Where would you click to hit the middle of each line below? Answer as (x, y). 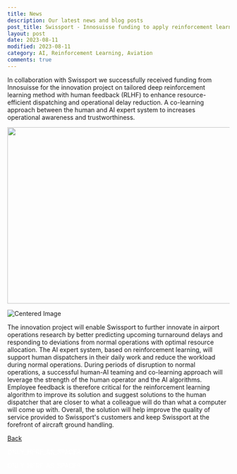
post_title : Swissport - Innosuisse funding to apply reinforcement (110, 27)
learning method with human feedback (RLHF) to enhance (92, 95)
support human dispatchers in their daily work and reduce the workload (111, 357)
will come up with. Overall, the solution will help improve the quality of (109, 409)
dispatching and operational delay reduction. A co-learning (119, 102)
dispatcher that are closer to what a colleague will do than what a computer (117, 402)
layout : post (26, 34)
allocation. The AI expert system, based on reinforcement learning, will (110, 349)
